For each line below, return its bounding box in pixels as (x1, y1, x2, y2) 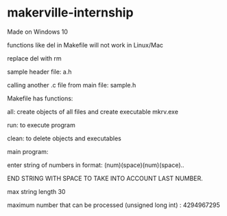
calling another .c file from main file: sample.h (7, 80, 136, 89)
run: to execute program (7, 120, 75, 129)
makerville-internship (7, 5, 134, 21)
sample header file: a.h (7, 67, 72, 76)
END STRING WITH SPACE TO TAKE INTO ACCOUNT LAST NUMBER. (7, 174, 204, 182)
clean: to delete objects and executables (7, 134, 121, 142)
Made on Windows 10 (7, 28, 69, 36)
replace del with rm (7, 54, 62, 63)
